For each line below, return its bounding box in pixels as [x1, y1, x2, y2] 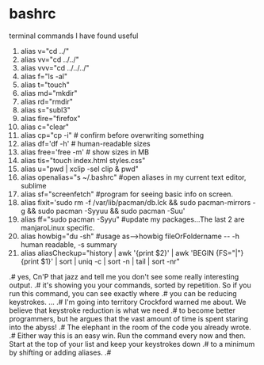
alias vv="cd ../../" [20, 55, 80, 64]
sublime [20, 181, 47, 190]
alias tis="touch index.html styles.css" [20, 155, 146, 165]
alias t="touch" [20, 80, 70, 89]
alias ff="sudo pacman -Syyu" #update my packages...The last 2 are [20, 215, 245, 224]
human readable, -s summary [20, 239, 117, 249]
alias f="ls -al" [20, 71, 68, 81]
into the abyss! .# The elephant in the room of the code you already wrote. [9, 322, 252, 332]
